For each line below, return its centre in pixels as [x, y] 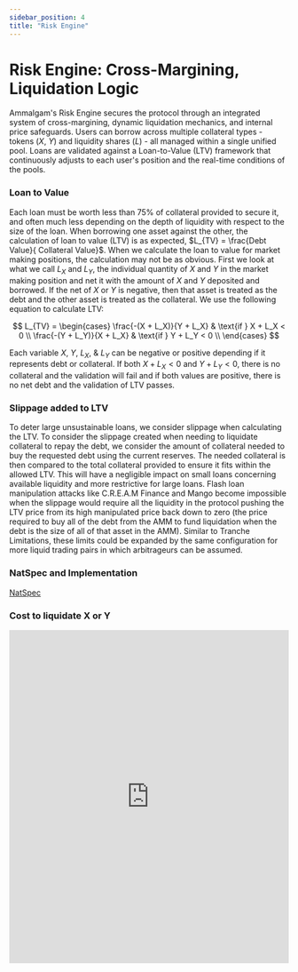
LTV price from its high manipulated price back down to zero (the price [138, 513]
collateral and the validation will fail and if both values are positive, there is [145, 376]
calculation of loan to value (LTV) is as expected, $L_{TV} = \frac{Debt [138, 240]
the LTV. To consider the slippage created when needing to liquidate [134, 437]
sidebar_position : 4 [47, 17]
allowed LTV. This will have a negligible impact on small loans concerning [143, 474]
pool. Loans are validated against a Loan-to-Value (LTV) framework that [140, 151]
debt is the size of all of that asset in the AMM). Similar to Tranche [130, 531]
